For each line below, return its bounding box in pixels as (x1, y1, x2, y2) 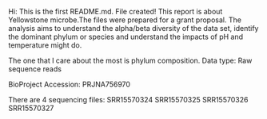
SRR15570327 (8, 103, 54, 113)
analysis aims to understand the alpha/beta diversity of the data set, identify (8, 24, 259, 33)
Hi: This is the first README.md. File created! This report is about (8, 7, 223, 16)
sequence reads (8, 64, 62, 74)
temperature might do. (8, 40, 82, 50)
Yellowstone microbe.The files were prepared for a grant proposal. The (8, 15, 242, 25)
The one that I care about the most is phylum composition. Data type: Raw (8, 56, 253, 65)
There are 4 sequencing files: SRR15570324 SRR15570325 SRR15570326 (8, 95, 249, 104)
